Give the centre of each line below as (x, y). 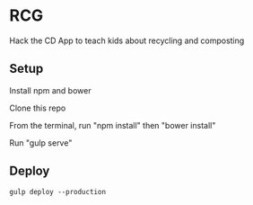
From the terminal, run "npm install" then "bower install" (113, 125)
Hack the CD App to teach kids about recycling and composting (127, 40)
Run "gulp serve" (41, 143)
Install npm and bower (50, 90)
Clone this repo (38, 108)
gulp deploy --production (57, 192)
